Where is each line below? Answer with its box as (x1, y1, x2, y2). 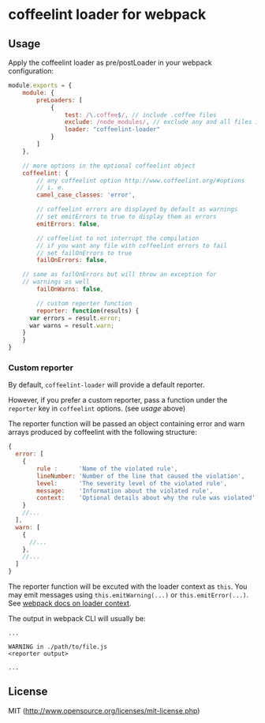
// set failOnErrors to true (36, 249, 132, 257)
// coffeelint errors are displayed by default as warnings (36, 205, 238, 214)
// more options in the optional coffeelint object (22, 162, 196, 170)
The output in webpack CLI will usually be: (8, 614, 146, 624)
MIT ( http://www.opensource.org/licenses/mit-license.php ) (8, 706, 200, 715)
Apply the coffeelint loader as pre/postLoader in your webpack (8, 58, 212, 67)
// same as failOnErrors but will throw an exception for (22, 271, 217, 279)
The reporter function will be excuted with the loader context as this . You (8, 582, 248, 591)
